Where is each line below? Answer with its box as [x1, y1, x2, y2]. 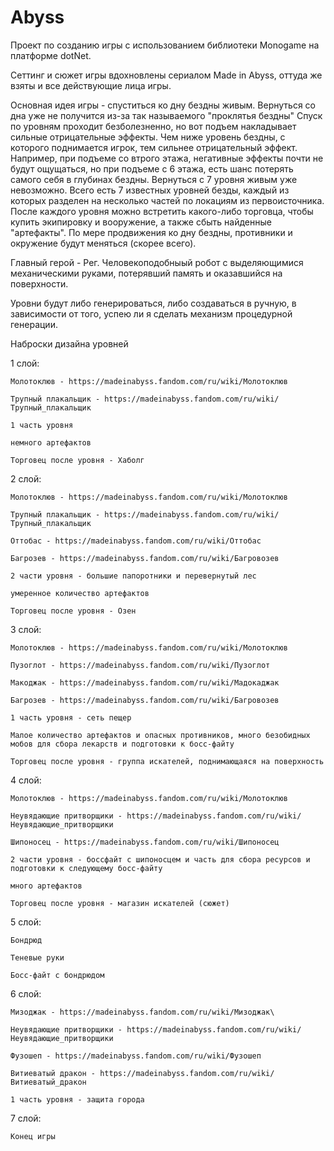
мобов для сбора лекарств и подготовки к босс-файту [10, 739, 235, 749]
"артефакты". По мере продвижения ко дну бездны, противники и [10, 226, 293, 238]
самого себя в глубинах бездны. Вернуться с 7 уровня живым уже [10, 173, 298, 185]
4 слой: [10, 774, 42, 786]
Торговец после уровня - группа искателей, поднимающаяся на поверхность [10, 756, 325, 766]
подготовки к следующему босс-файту [10, 863, 163, 873]
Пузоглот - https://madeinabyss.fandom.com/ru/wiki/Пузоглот [10, 660, 271, 670]
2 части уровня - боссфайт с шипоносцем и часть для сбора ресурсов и [10, 854, 311, 865]
